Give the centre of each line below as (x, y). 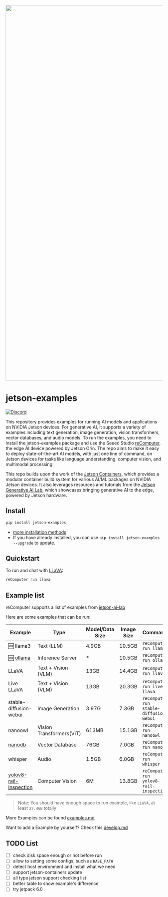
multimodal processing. (30, 464)
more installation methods (40, 532)
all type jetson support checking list (50, 878)
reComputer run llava (28, 580)
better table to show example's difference (56, 883)
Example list (25, 595)
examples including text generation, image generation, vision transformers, (83, 432)
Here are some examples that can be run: (48, 617)
